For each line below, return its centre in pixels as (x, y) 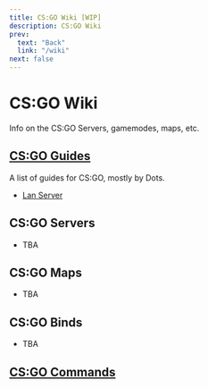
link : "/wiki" (43, 51)
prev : (19, 34)
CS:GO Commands (62, 372)
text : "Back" (42, 42)
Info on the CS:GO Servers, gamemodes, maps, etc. (104, 128)
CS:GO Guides (50, 156)
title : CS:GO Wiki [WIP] (55, 17)
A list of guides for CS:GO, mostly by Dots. (87, 177)
